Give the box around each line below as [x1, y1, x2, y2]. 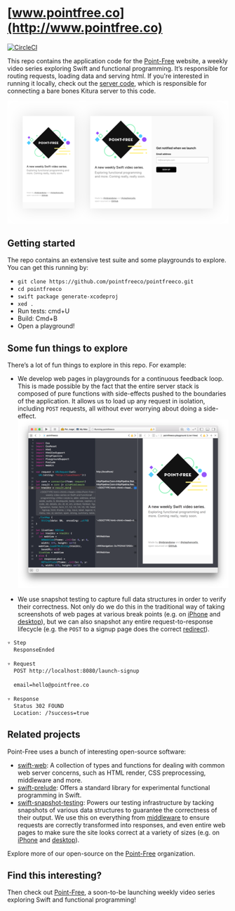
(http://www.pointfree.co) [7, 20, 163, 36]
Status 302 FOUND [13, 702, 65, 709]
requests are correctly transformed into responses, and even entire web [17, 820, 226, 829]
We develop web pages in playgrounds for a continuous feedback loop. [17, 375, 224, 383]
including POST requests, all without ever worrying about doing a [17, 404, 202, 413]
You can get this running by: [7, 264, 89, 272]
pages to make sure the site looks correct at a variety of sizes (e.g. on [17, 828, 220, 836]
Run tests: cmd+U [17, 307, 70, 316]
